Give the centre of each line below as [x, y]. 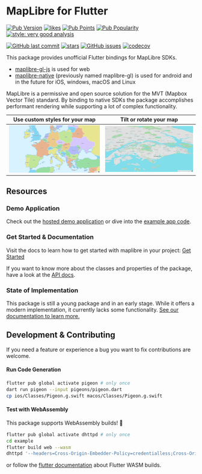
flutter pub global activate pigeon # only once [68, 383]
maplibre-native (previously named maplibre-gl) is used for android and [103, 75]
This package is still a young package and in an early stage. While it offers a [100, 303]
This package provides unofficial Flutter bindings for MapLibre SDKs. [92, 57]
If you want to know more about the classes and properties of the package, [99, 268]
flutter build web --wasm [38, 447]
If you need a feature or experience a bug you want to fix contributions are [99, 349]
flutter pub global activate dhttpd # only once [68, 434]
